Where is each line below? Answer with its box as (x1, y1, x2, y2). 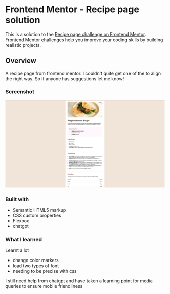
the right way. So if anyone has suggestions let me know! (5, 75, 124, 82)
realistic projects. (5, 42, 41, 48)
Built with (5, 195, 29, 203)
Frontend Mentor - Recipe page (5, 4, 139, 15)
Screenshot (5, 88, 34, 95)
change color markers (12, 257, 59, 264)
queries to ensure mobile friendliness (5, 283, 83, 289)
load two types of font (12, 263, 59, 269)
